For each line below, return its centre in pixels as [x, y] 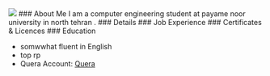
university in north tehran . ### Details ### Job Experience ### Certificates [135, 22]
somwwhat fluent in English [66, 46]
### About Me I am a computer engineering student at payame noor [132, 14]
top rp [30, 55]
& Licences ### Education [52, 31]
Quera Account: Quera [57, 63]
